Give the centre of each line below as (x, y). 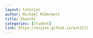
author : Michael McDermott (33, 14)
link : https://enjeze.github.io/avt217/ (47, 28)
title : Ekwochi (21, 19)
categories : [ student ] (28, 23)
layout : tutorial (23, 10)
